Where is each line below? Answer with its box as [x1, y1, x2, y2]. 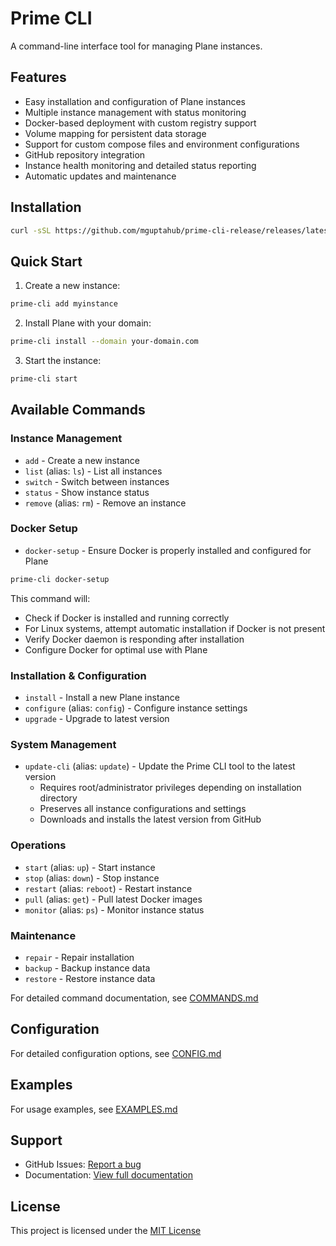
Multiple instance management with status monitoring [24, 106, 247, 118]
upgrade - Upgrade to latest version [24, 713, 170, 725]
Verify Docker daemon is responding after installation [24, 633, 245, 645]
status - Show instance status [24, 486, 150, 498]
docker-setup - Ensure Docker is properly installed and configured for [24, 544, 312, 556]
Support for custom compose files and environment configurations [24, 138, 300, 150]
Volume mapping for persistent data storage [24, 127, 207, 139]
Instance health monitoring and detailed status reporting [24, 159, 257, 171]
